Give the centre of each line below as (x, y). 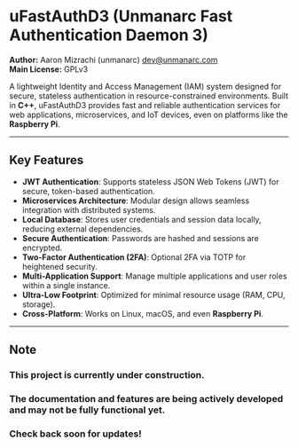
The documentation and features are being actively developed (146, 398)
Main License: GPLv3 (49, 69)
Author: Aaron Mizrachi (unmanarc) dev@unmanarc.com (114, 59)
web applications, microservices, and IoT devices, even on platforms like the (149, 114)
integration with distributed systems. (89, 209)
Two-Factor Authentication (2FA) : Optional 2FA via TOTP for (134, 257)
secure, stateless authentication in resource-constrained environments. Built (149, 96)
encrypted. (42, 248)
